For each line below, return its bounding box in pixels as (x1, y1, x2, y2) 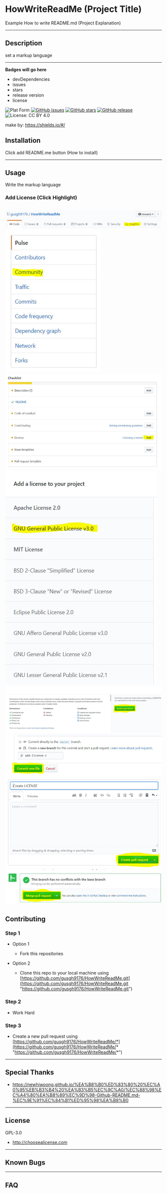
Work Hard (12, 1009, 35, 1015)
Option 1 (12, 941, 30, 947)
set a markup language (5, 52, 52, 58)
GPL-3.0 (5, 1129, 22, 1135)
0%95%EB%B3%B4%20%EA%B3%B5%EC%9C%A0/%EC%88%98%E (12, 1087, 162, 1093)
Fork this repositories (19, 951, 64, 957)
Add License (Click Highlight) (5, 194, 78, 201)
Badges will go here (5, 66, 47, 73)
